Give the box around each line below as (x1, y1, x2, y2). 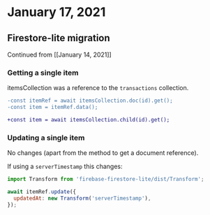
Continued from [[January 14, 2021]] (7, 50, 112, 59)
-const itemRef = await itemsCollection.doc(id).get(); (7, 97, 173, 105)
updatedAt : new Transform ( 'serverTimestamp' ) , (13, 195, 151, 202)
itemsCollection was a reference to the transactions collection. (7, 84, 189, 92)
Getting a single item (7, 68, 79, 77)
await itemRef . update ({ (7, 188, 77, 195)
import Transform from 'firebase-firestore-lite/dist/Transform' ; (7, 176, 204, 183)
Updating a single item (7, 133, 85, 142)
